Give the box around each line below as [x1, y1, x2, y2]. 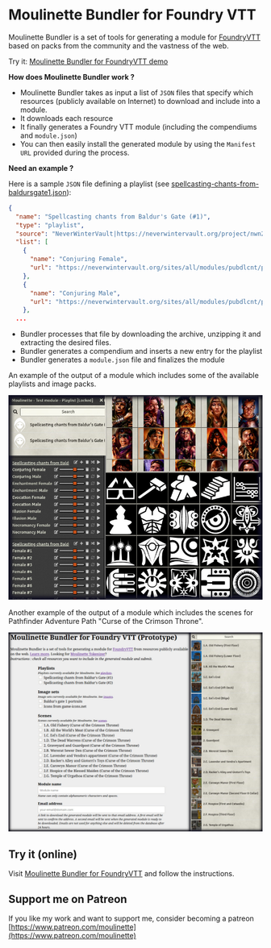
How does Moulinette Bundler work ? [8, 72, 135, 81]
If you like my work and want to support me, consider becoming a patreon [8, 913, 254, 924]
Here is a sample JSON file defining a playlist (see [8, 179, 170, 189]
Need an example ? [8, 163, 74, 173]
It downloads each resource [19, 113, 114, 123]
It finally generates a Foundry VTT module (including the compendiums [19, 122, 257, 131]
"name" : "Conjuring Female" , [29, 256, 128, 264]
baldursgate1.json [8, 187, 67, 197]
